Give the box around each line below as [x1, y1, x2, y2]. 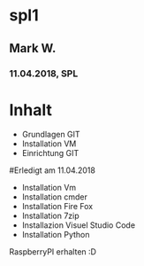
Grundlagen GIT [21, 129, 81, 140]
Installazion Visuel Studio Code [21, 220, 135, 231]
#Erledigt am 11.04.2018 [9, 165, 95, 176]
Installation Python [21, 230, 90, 240]
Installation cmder [21, 192, 88, 202]
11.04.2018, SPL [9, 67, 79, 80]
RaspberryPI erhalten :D [9, 246, 97, 257]
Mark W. [9, 41, 57, 56]
